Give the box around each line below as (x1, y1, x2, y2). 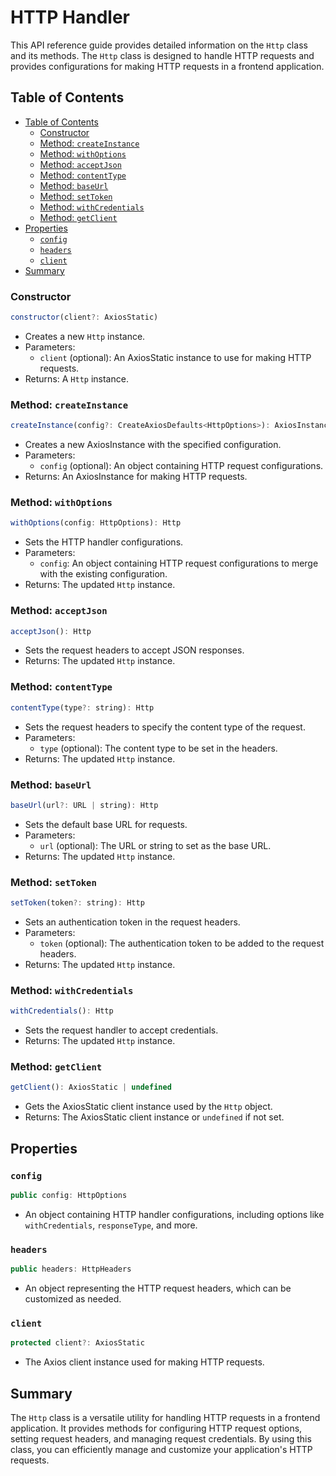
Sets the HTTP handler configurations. (24, 536, 184, 548)
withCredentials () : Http (10, 1006, 114, 1016)
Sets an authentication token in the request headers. (24, 916, 241, 928)
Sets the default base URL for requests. (24, 818, 188, 830)
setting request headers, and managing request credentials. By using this (10, 1433, 312, 1445)
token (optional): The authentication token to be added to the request (39, 937, 325, 949)
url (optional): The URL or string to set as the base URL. (39, 839, 272, 851)
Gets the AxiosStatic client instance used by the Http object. (24, 1101, 273, 1113)
